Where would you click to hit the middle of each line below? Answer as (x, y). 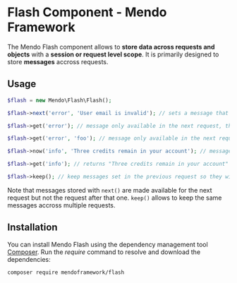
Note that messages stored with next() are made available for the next (110, 190)
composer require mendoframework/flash (66, 272)
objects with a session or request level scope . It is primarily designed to (113, 54)
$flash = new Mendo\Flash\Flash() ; (60, 100)
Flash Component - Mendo (87, 12)
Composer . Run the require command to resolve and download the (104, 252)
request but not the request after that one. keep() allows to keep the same (115, 198)
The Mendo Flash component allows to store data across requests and (111, 47)
